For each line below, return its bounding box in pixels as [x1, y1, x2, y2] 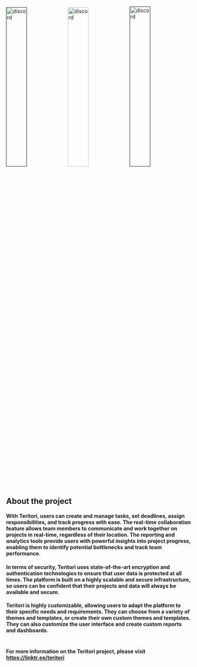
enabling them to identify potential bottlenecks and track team [6, 544, 162, 551]
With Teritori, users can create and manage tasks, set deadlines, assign [6, 513, 185, 520]
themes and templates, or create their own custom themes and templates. [6, 615, 191, 622]
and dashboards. [6, 627, 49, 634]
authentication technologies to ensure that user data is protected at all [6, 569, 182, 577]
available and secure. [6, 588, 60, 595]
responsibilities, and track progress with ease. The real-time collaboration [6, 519, 191, 526]
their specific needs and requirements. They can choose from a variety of [6, 608, 190, 615]
